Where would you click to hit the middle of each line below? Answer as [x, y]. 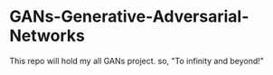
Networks [47, 36]
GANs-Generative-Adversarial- [129, 17]
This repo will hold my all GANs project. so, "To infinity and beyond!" [137, 61]
